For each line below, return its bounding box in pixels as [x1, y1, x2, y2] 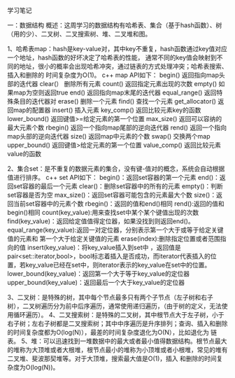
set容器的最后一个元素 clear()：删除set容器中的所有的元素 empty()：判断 [13, 182, 224, 190]
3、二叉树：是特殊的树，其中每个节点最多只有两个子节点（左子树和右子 [7, 293, 213, 301]
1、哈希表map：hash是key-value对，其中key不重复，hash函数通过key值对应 [7, 45, 227, 52]
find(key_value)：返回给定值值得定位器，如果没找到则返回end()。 [7, 217, 194, 225]
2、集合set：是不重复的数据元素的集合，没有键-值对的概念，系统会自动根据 [7, 164, 225, 173]
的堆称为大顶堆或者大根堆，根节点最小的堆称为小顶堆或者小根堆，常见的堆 [7, 346, 222, 353]
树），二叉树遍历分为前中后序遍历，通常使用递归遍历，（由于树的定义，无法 [7, 302, 222, 310]
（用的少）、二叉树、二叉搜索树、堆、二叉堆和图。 [7, 30, 152, 38]
